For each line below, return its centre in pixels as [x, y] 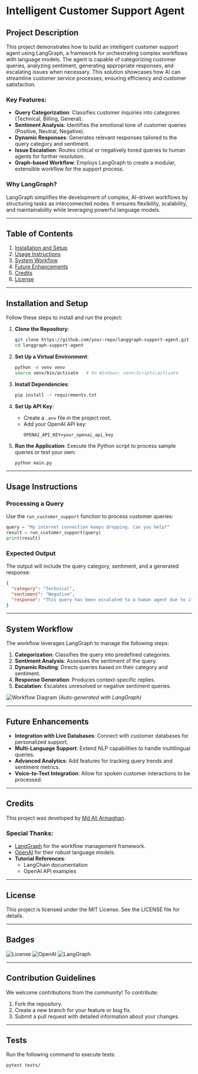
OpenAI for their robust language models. [65, 852]
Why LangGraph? [32, 184]
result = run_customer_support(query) [54, 533]
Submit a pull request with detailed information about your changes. [97, 1016]
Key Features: [27, 100]
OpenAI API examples [50, 871]
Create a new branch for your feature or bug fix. [73, 1010]
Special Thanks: [30, 833]
